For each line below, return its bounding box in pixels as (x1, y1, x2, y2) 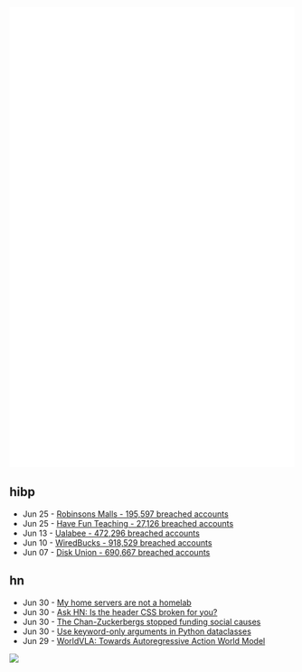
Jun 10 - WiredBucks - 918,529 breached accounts (22, 537, 212, 548)
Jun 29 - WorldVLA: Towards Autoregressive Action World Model (22, 635, 266, 646)
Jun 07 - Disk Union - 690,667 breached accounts (22, 546, 211, 557)
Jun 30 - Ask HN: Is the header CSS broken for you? (22, 606, 218, 617)
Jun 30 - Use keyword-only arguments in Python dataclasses (22, 626, 251, 637)
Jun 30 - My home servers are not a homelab (22, 597, 192, 608)
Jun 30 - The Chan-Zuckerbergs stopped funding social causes (22, 616, 261, 627)
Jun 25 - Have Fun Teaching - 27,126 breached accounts (22, 518, 234, 528)
